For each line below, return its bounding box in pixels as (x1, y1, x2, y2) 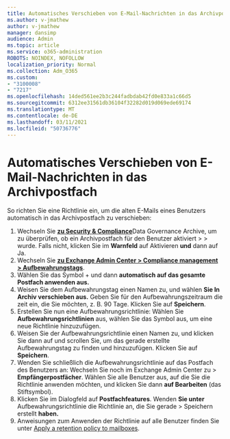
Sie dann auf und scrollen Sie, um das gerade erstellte (16, 337, 170, 345)
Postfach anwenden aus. (16, 278, 90, 286)
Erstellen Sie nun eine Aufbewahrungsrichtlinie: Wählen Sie (16, 307, 184, 316)
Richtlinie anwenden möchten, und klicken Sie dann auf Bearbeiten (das (16, 381, 221, 389)
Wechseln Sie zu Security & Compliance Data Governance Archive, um (16, 227, 217, 236)
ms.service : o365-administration (7, 49, 103, 56)
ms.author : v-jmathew (7, 16, 69, 23)
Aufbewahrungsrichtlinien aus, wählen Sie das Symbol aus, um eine (16, 315, 213, 323)
